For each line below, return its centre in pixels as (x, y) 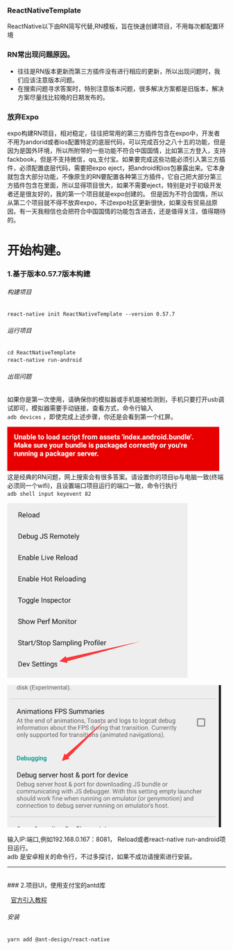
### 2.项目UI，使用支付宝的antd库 (57, 885)
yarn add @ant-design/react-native (59, 939)
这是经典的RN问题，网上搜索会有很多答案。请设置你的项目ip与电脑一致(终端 (115, 476)
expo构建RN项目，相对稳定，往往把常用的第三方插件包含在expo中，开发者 (114, 133)
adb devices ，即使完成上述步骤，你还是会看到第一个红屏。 (92, 416)
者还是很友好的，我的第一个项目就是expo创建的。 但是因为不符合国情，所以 (115, 193)
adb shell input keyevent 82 (49, 494)
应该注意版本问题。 (51, 80)
